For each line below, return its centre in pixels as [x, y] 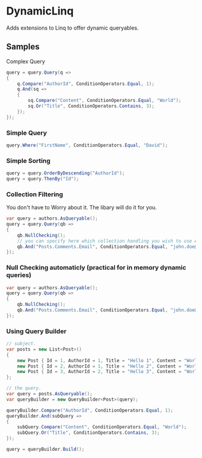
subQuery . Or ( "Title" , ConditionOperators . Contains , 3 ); [89, 433]
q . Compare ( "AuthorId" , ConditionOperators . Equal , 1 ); [86, 84]
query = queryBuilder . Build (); [45, 450]
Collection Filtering [35, 194]
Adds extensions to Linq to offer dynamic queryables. [73, 28]
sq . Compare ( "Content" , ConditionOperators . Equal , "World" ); [105, 101]
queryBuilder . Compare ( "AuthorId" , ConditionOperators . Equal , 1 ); [90, 410]
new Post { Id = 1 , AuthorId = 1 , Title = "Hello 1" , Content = [99, 360]
